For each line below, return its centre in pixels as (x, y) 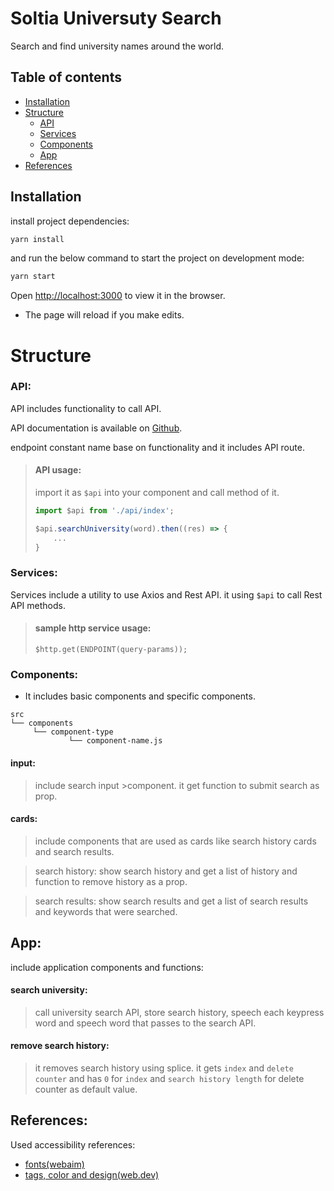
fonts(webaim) (54, 1164)
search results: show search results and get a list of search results (171, 901)
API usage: (58, 470)
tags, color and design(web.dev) (92, 1174)
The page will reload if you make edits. (104, 315)
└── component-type (73, 732)
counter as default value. (86, 1089)
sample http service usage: (93, 628)
